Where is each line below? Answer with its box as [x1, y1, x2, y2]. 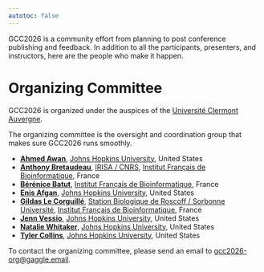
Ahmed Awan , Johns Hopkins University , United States [19, 153, 203, 163]
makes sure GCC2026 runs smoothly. [8, 138, 132, 148]
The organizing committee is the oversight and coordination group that [8, 129, 242, 139]
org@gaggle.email [8, 254, 69, 264]
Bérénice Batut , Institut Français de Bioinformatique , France [19, 179, 219, 189]
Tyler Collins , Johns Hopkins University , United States [19, 230, 201, 240]
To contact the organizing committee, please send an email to [8, 246, 213, 255]
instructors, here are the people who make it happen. [8, 51, 184, 60]
